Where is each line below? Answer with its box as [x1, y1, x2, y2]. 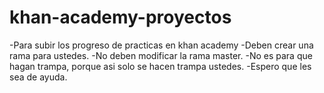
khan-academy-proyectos [9, 6, 232, 29]
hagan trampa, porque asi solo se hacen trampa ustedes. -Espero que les [9, 60, 312, 72]
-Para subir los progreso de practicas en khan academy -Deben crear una [9, 39, 314, 51]
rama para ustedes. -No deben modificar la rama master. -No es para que [9, 49, 313, 61]
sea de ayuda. [9, 71, 68, 83]
